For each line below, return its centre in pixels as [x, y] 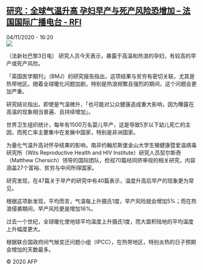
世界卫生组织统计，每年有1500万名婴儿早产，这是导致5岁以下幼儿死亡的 [96, 124]
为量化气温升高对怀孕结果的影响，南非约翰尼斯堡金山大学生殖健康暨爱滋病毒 [101, 145]
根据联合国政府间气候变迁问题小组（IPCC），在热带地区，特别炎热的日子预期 [101, 242]
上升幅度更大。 [25, 229]
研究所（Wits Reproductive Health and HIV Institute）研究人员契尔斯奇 [94, 153]
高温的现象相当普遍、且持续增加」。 [50, 111]
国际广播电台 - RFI [48, 22]
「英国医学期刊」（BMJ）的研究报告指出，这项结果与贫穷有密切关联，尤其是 [101, 76]
